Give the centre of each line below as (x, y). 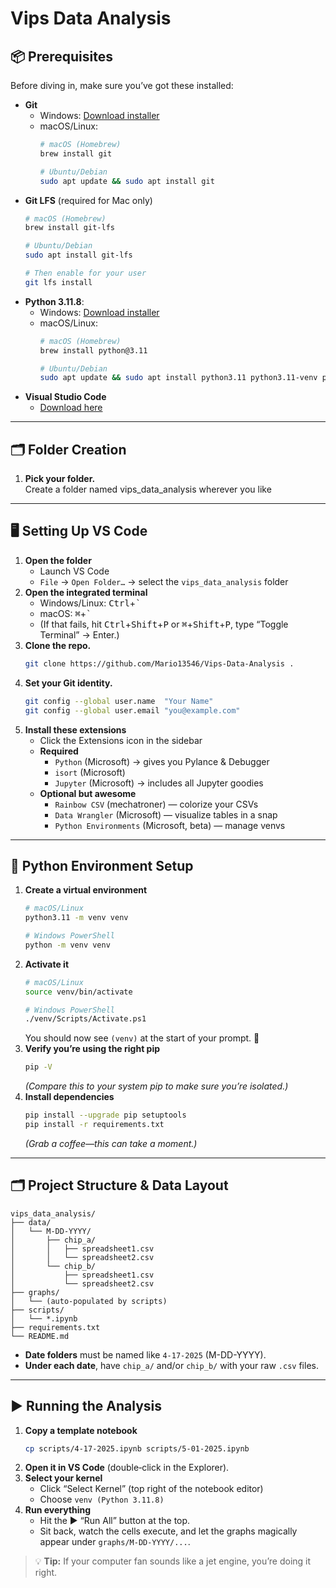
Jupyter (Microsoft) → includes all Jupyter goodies (159, 783)
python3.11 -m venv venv (76, 918)
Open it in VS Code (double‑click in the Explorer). (127, 1468)
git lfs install (58, 282)
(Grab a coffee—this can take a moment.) (111, 1143)
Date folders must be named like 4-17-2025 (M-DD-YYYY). (145, 1354)
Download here (71, 408)
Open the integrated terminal (86, 592)
